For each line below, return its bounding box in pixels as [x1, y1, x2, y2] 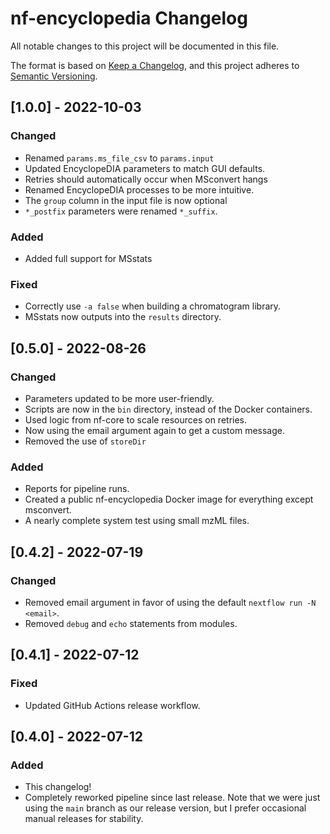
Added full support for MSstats [24, 252, 153, 264]
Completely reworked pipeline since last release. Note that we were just [24, 792, 321, 804]
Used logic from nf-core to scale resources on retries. [24, 413, 248, 426]
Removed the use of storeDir [24, 435, 147, 447]
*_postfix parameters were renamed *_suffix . [24, 205, 218, 217]
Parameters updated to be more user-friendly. [24, 392, 215, 404]
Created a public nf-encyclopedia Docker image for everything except [24, 493, 314, 506]
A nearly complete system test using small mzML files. [24, 515, 250, 527]
